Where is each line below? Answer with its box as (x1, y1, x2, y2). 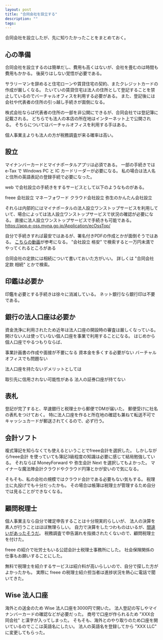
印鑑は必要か (5, 277, 44, 286)
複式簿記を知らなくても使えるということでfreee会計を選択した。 (5, 448, 135, 453)
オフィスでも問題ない (5, 355, 48, 362)
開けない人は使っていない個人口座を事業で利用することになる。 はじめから (5, 333, 156, 339)
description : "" (5, 16, 38, 21)
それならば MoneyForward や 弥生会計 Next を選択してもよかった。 (14, 460, 150, 466)
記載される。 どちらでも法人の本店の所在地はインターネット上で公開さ (5, 116, 147, 122)
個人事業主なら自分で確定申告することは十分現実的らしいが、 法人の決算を (5, 518, 156, 524)
